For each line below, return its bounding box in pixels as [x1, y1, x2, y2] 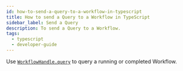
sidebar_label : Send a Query [6, 20, 78, 25]
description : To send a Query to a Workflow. [6, 25, 121, 31]
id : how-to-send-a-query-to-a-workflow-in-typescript [6, 8, 143, 15]
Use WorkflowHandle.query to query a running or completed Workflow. [6, 57, 177, 65]
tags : [6, 31, 20, 37]
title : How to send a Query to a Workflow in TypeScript [6, 14, 150, 20]
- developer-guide [11, 42, 58, 48]
